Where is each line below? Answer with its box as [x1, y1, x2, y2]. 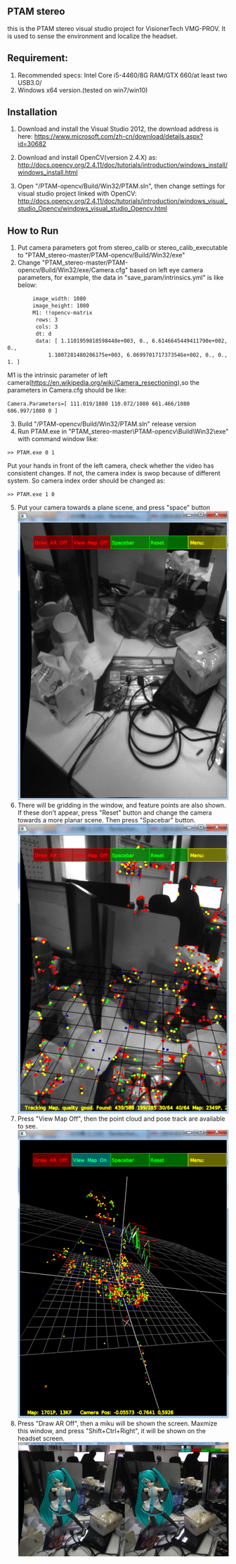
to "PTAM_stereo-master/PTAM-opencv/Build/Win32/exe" [17, 251, 185, 260]
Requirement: [7, 52, 69, 64]
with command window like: [17, 435, 98, 443]
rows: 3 [35, 317, 58, 324]
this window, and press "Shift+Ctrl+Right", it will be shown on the [17, 1427, 206, 1435]
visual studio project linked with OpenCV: [17, 189, 137, 198]
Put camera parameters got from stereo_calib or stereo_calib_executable [17, 243, 228, 252]
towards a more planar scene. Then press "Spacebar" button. [17, 816, 196, 825]
